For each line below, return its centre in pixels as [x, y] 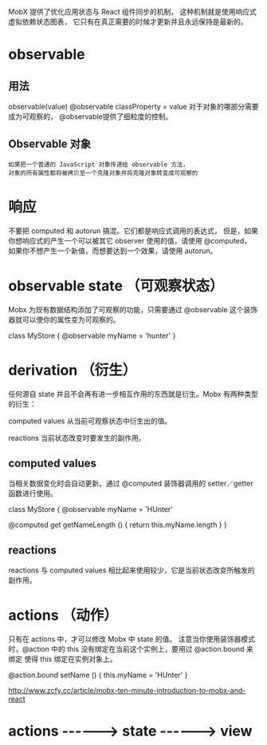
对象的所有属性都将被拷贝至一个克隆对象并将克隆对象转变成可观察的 [103, 173]
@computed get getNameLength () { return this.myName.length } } [118, 525]
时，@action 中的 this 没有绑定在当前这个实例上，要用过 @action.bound [126, 649]
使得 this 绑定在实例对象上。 [70, 659]
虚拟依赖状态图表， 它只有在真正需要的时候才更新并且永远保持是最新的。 [128, 22]
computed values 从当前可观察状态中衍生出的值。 [90, 421]
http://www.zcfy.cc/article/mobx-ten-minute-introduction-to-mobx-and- [127, 691]
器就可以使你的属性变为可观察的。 [64, 319]
